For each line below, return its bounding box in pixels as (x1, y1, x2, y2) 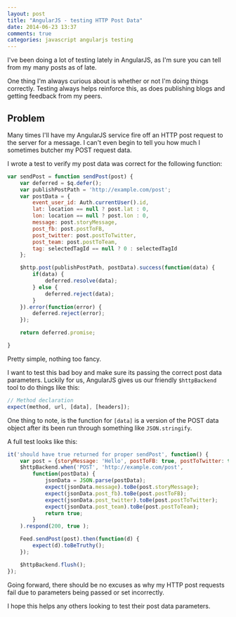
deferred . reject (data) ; (44, 290, 114, 298)
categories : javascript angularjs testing (7, 37, 133, 44)
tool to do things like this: (7, 383, 80, 391)
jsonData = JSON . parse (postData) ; (44, 477, 146, 484)
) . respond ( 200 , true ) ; (20, 523, 90, 530)
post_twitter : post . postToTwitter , (32, 231, 137, 239)
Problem (7, 112, 46, 124)
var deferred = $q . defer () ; (20, 179, 102, 186)
